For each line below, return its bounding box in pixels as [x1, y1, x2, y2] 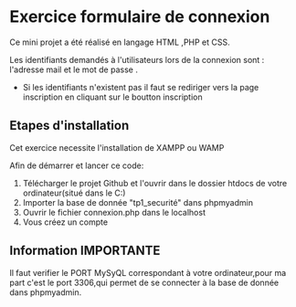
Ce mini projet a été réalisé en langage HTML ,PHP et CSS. [9, 37, 230, 48]
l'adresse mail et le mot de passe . [9, 64, 139, 75]
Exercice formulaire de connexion [9, 6, 270, 27]
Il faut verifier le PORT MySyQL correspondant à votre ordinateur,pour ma [9, 267, 287, 278]
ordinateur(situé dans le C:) [22, 187, 126, 198]
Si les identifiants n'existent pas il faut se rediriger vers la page [22, 81, 259, 92]
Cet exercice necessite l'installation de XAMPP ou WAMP [9, 142, 225, 153]
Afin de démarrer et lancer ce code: [9, 160, 144, 171]
